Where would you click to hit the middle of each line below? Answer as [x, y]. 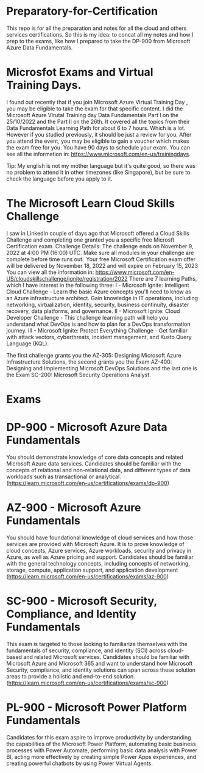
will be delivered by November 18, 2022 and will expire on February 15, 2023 [102, 265]
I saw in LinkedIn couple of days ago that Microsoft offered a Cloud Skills [98, 233]
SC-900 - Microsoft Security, [82, 601]
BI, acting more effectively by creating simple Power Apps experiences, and [101, 757]
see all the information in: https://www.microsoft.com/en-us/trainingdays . [98, 154]
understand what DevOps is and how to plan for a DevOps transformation [98, 324]
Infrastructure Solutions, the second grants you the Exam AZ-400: [89, 362]
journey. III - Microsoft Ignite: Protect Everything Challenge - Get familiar [97, 330]
